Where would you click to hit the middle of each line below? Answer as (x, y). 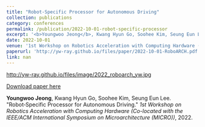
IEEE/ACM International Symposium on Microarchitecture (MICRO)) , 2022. (100, 117)
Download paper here (34, 86)
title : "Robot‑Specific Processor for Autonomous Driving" (83, 12)
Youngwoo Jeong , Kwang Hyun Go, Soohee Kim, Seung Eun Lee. (89, 98)
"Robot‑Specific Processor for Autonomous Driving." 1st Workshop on (94, 105)
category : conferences (35, 23)
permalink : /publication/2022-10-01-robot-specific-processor (87, 29)
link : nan (19, 57)
